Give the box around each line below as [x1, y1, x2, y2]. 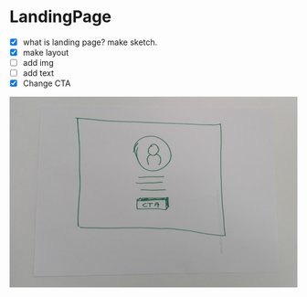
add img [22, 58, 54, 69]
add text [22, 68, 55, 79]
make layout [22, 48, 69, 58]
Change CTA [22, 78, 71, 89]
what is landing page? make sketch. [22, 37, 158, 48]
